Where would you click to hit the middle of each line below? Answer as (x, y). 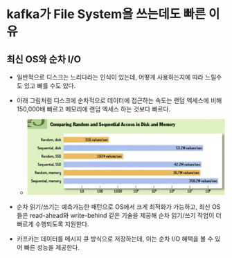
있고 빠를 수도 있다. (50, 86)
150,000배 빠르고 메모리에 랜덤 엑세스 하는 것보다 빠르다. (93, 109)
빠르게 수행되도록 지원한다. (53, 224)
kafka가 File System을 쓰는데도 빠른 (106, 14)
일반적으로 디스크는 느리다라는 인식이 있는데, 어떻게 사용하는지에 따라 (110, 77)
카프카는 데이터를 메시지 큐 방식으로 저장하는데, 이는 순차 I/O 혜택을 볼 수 (115, 239)
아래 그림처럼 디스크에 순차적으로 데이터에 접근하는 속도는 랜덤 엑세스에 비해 (119, 100)
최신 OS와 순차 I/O (44, 59)
